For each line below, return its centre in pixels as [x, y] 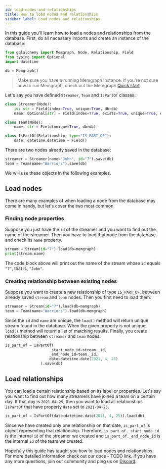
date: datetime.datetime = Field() [51, 141]
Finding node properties [35, 218]
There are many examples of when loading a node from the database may [80, 201]
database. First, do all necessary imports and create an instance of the [77, 38]
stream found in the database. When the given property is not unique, [76, 325]
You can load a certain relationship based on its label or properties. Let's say [83, 391]
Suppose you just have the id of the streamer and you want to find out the [81, 229]
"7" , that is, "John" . [24, 268]
